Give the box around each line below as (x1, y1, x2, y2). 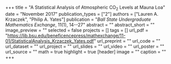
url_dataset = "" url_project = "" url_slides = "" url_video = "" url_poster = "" (5, 43, 165, 49)
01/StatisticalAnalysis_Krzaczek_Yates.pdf (5, 38, 94, 44)
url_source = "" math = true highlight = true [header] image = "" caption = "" (5, 48, 166, 55)
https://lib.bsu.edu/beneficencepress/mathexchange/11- (7, 33, 126, 39)
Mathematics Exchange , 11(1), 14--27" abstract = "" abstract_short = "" (5, 21, 155, 27)
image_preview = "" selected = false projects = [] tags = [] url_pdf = (5, 27, 148, 33)
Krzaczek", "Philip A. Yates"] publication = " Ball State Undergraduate (5, 16, 151, 22)
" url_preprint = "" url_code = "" (94, 38, 160, 44)
